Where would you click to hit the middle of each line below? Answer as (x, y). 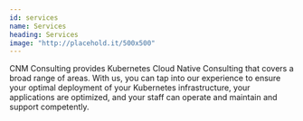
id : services (34, 18)
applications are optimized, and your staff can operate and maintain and (143, 98)
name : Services (38, 26)
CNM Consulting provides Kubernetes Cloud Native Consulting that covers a (151, 69)
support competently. (49, 107)
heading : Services (44, 34)
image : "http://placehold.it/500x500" (82, 43)
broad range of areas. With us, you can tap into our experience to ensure (145, 79)
